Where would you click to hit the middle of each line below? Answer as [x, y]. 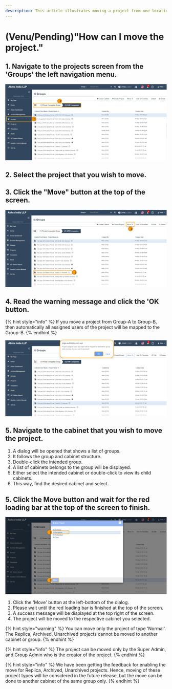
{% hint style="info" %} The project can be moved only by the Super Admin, [86, 649]
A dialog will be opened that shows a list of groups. [67, 451]
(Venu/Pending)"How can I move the [85, 37]
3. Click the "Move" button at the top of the [76, 192]
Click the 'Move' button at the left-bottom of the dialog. [71, 602]
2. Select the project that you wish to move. [76, 175]
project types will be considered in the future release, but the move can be [84, 675]
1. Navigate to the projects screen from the [74, 67]
